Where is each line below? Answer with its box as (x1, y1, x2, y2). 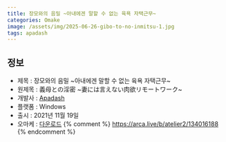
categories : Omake (7, 17, 60, 24)
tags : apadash (7, 29, 48, 37)
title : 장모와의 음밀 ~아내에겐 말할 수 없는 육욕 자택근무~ (7, 10, 157, 17)
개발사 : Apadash (17, 94, 65, 103)
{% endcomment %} (17, 127, 76, 136)
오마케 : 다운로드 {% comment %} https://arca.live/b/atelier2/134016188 (17, 120, 219, 128)
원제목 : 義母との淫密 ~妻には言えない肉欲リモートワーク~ (17, 85, 182, 94)
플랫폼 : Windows (17, 103, 66, 111)
